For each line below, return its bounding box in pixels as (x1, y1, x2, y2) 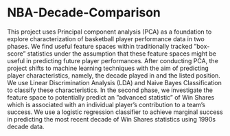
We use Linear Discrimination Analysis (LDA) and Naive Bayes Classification (7, 78, 222, 87)
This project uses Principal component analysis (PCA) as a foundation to (7, 27, 212, 36)
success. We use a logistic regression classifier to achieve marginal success (7, 108, 223, 116)
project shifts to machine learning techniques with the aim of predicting (7, 64, 209, 72)
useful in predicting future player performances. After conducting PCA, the (7, 56, 218, 65)
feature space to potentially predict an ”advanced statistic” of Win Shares (7, 93, 215, 101)
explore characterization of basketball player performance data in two (7, 34, 205, 43)
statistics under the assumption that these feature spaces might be (27, 49, 216, 58)
